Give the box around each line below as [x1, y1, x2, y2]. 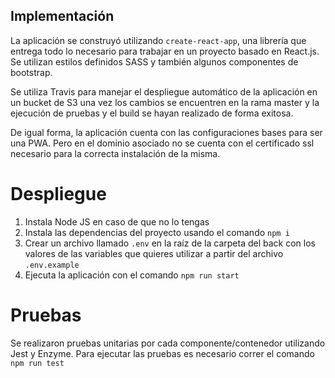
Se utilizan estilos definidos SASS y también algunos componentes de [10, 55, 299, 68]
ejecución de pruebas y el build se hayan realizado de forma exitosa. [10, 107, 294, 119]
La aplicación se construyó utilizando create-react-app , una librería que [10, 34, 307, 46]
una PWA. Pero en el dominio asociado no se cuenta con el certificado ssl [10, 137, 315, 149]
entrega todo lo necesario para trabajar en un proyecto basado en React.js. [10, 45, 320, 57]
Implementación [10, 8, 115, 25]
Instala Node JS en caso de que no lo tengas [24, 215, 210, 228]
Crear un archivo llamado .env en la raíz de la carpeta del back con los [24, 237, 316, 249]
